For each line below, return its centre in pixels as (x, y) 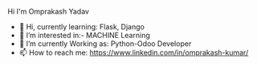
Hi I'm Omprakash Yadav (49, 11)
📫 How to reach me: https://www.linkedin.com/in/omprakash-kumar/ (134, 52)
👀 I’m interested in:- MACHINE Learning (84, 35)
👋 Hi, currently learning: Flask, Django (82, 27)
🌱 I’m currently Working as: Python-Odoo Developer (105, 44)
